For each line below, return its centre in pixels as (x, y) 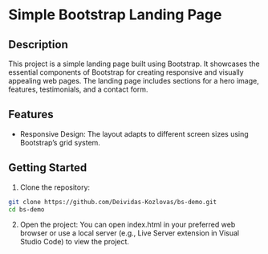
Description (38, 45)
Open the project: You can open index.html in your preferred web (128, 225)
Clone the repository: (55, 187)
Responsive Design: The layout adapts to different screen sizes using (134, 133)
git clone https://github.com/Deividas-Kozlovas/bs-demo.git (113, 202)
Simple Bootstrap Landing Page (115, 15)
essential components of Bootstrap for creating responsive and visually (126, 72)
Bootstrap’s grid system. (60, 142)
